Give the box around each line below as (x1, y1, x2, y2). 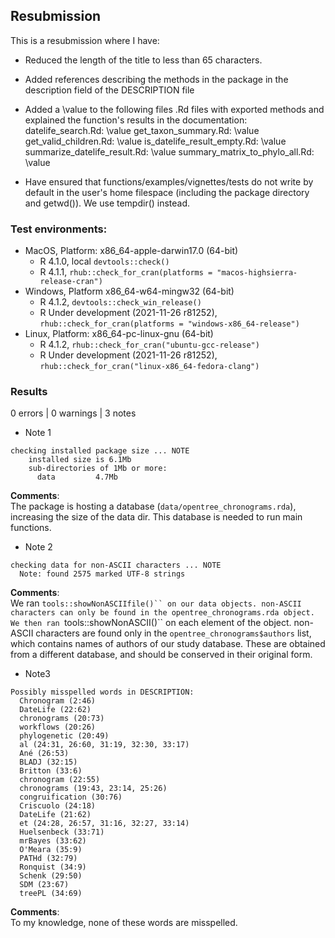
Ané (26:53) (19, 749, 70, 759)
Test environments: (10, 222, 108, 236)
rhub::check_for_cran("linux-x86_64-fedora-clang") (39, 362, 260, 372)
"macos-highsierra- (216, 268, 298, 278)
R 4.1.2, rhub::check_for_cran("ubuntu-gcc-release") (39, 339, 260, 351)
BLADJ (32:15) (19, 757, 78, 768)
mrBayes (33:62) (19, 836, 87, 846)
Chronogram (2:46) (19, 696, 97, 706)
